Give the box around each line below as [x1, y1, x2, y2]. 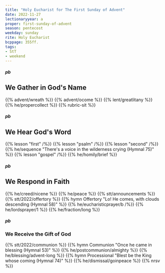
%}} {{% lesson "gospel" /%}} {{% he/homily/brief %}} [5, 151, 117, 157]
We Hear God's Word [5, 128, 71, 136]
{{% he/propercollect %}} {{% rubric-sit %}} [5, 102, 96, 108]
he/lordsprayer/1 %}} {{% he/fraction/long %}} [5, 206, 100, 212]
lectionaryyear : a [5, 16, 43, 21]
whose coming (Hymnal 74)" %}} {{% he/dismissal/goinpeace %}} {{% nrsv [5, 258, 160, 264]
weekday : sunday [5, 30, 39, 35]
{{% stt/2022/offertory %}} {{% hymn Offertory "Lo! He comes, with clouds [5, 196, 160, 202]
